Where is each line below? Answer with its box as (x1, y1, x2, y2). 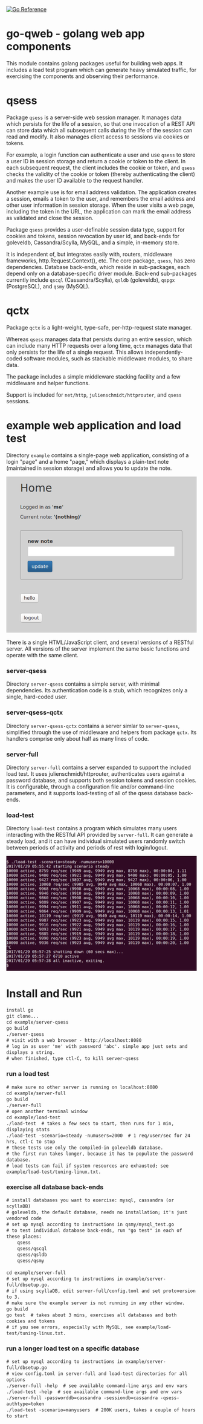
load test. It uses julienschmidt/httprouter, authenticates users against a (6, 770, 185, 778)
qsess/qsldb (17, 1252, 47, 1258)
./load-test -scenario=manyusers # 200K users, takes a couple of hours (6, 1407, 196, 1413)
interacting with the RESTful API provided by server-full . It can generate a (6, 831, 193, 839)
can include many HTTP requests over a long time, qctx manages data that (6, 342, 192, 349)
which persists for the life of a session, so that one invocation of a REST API (6, 120, 195, 127)
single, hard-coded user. (6, 693, 68, 701)
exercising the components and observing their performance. (6, 73, 159, 80)
